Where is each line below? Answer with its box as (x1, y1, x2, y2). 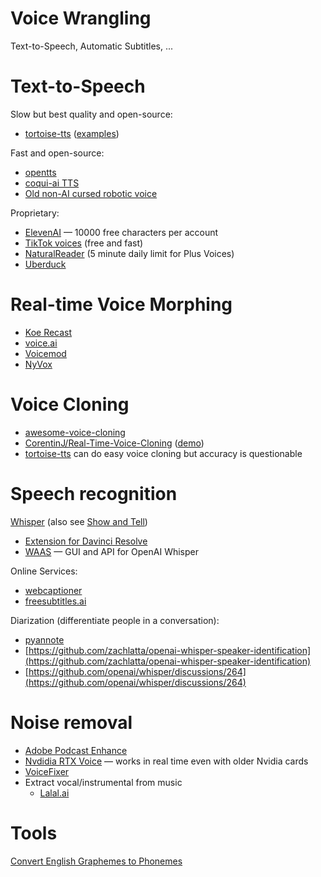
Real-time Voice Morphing (10, 293, 233, 316)
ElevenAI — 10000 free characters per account (24, 226, 219, 238)
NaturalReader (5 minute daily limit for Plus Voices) (24, 247, 235, 259)
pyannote (24, 633, 65, 646)
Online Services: (10, 565, 78, 577)
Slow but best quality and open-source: (10, 108, 173, 120)
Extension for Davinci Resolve (24, 535, 148, 547)
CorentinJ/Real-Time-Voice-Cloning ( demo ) (24, 437, 205, 449)
